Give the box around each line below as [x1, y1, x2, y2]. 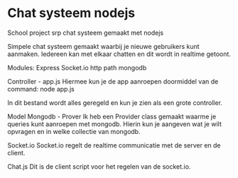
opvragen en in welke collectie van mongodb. [7, 127, 141, 135]
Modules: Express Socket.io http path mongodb [7, 63, 147, 72]
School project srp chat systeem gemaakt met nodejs [7, 28, 164, 37]
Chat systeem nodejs [7, 5, 136, 21]
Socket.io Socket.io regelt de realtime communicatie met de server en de [7, 140, 221, 150]
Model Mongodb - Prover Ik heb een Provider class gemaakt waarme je [7, 112, 217, 121]
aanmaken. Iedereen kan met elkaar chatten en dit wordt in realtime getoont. [7, 50, 231, 58]
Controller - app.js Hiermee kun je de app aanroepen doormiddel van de [7, 77, 219, 86]
